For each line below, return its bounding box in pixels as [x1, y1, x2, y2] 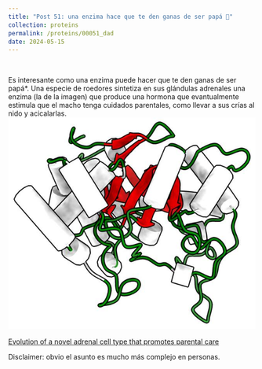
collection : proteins [8, 20, 79, 29]
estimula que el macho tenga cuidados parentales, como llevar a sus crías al [8, 101, 255, 110]
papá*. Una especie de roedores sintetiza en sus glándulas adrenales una [8, 83, 246, 94]
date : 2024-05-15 [8, 38, 65, 46]
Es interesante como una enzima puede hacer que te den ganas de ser [8, 76, 237, 85]
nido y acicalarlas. [8, 109, 67, 118]
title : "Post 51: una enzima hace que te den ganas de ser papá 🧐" [8, 13, 234, 20]
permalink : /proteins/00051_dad [8, 29, 114, 37]
